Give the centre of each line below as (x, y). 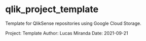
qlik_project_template (52, 9)
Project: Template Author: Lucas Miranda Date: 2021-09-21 (67, 33)
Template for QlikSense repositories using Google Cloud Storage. (73, 23)
